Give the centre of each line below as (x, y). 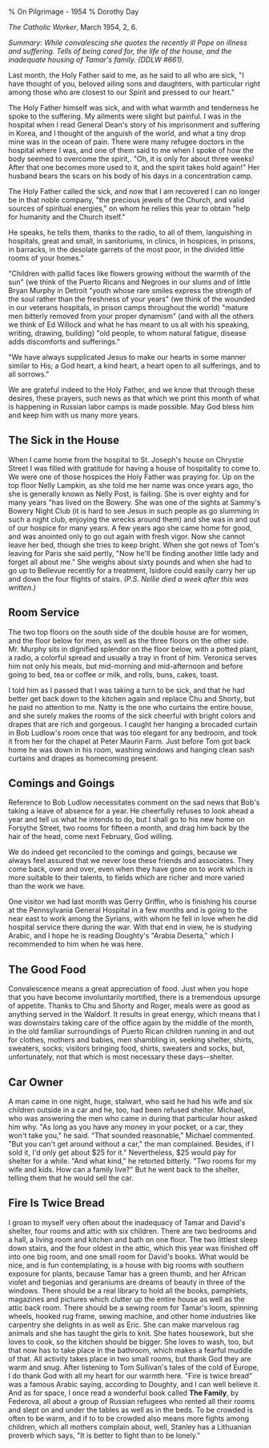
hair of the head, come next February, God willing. (91, 837)
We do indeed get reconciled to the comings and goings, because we (123, 852)
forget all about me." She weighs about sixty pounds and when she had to (130, 562)
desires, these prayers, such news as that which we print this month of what (134, 398)
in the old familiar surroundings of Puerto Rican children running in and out (131, 1031)
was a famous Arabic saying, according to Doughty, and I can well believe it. (134, 1384)
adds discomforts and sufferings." (64, 341)
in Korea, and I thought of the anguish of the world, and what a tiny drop (127, 133)
